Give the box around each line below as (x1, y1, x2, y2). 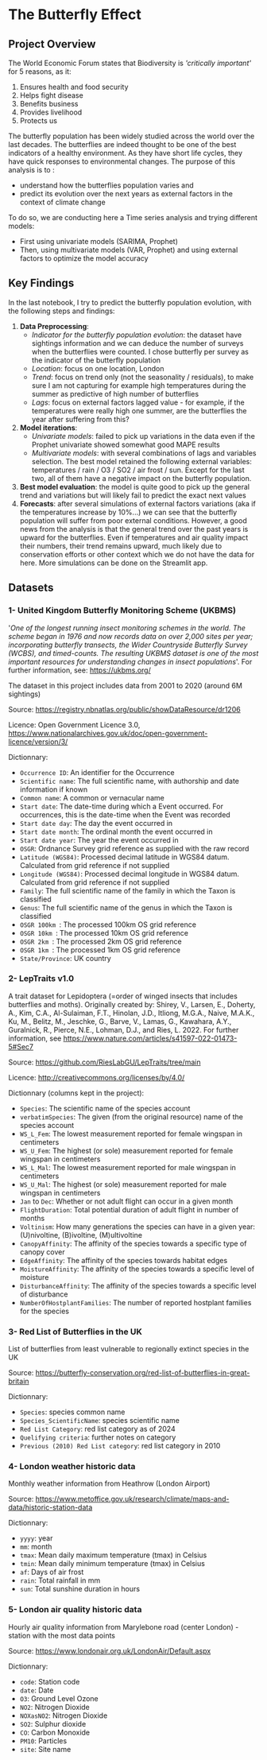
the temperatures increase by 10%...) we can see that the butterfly (19, 507, 238, 517)
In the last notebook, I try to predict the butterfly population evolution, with (8, 297, 252, 307)
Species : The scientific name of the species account (19, 1103, 191, 1113)
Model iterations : (19, 423, 78, 432)
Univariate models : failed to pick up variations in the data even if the (31, 431, 256, 440)
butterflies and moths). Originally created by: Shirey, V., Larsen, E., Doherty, (8, 999, 256, 1009)
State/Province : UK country (19, 953, 111, 963)
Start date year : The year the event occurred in (19, 835, 179, 844)
